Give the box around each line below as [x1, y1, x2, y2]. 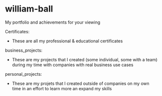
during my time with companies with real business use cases [12, 62, 134, 68]
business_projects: [5, 47, 43, 53]
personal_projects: [5, 71, 42, 77]
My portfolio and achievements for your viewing [5, 19, 101, 25]
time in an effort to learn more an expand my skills [12, 85, 112, 91]
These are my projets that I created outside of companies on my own [12, 81, 149, 86]
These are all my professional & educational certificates [12, 38, 123, 44]
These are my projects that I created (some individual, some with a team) [12, 56, 158, 62]
